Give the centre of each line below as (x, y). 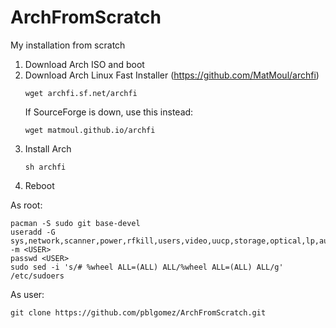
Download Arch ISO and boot (84, 64)
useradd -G (33, 232)
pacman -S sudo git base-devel (75, 223)
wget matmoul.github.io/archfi (90, 130)
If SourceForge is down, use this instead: (109, 112)
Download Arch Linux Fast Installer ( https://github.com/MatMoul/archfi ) (172, 75)
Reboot (39, 185)
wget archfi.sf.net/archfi (81, 93)
